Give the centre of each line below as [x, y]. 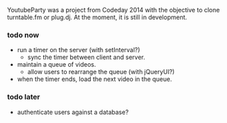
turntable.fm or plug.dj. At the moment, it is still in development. [97, 17]
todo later [24, 97]
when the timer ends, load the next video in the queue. [95, 79]
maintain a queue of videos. [56, 65]
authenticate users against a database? [73, 112]
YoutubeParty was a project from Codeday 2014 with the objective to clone [113, 10]
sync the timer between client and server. [86, 57]
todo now [23, 35]
